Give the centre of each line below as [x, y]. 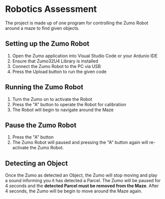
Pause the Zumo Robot [41, 125]
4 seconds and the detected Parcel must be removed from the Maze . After [82, 186]
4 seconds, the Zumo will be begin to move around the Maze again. [74, 191]
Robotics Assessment [51, 9]
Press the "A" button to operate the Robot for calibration [69, 104]
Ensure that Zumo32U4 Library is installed [55, 61]
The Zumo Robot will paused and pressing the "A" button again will [80, 142]
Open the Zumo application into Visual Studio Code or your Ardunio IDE [85, 56]
